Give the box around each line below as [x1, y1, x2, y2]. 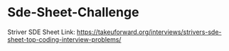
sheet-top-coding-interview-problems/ [7, 35, 122, 43]
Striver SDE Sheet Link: [7, 28, 76, 36]
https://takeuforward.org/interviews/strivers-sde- [77, 28, 222, 36]
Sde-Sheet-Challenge [7, 4, 139, 21]
